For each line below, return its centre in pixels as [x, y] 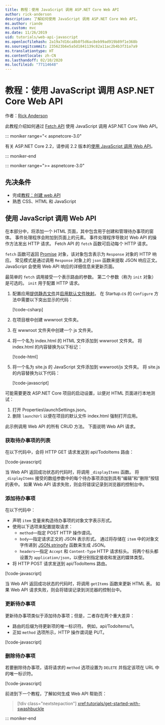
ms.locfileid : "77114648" [32, 65]
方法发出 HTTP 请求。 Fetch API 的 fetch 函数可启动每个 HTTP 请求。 [80, 243]
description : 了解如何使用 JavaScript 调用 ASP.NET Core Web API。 [72, 19]
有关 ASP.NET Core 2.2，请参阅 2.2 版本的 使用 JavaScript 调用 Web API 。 [80, 146]
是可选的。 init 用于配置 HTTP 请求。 [44, 283]
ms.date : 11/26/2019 [26, 33]
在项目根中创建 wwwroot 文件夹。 [47, 320]
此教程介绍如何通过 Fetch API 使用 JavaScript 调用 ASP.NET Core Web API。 [83, 126]
